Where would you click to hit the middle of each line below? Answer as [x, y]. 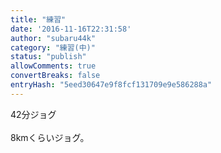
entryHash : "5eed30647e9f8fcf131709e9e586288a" [111, 85]
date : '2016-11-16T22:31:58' [71, 29]
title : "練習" [38, 19]
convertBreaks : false [55, 76]
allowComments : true [53, 66]
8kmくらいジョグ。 [50, 137]
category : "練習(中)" [53, 47]
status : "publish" [48, 57]
